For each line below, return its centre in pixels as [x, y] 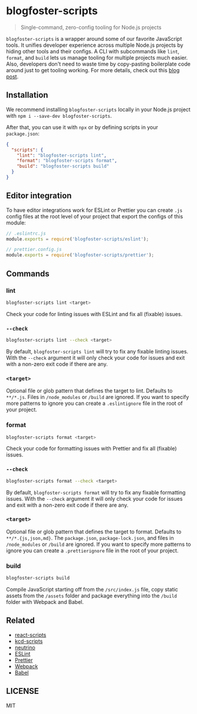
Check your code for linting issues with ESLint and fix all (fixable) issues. [94, 314]
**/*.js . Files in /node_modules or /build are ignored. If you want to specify [98, 397]
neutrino [25, 647]
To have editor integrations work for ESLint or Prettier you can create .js [94, 210]
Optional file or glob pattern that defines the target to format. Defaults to [94, 532]
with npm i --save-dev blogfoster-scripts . [59, 115]
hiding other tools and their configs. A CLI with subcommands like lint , [93, 51]
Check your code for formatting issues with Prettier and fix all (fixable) [91, 449]
